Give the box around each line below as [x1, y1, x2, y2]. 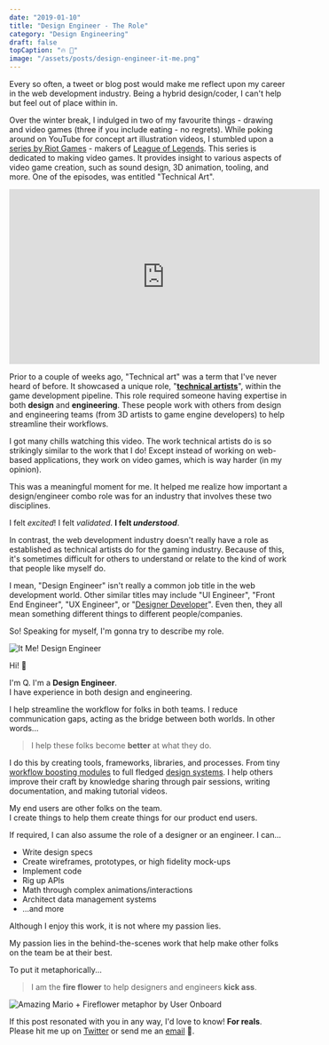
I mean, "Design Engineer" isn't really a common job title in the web [9, 580, 255, 591]
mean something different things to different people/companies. [9, 609, 243, 618]
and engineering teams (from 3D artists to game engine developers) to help [9, 410, 286, 419]
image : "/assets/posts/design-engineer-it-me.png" [9, 54, 200, 63]
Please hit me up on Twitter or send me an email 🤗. [9, 1025, 195, 1036]
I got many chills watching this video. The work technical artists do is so [9, 436, 272, 446]
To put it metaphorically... [9, 965, 102, 975]
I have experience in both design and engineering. [9, 687, 192, 698]
